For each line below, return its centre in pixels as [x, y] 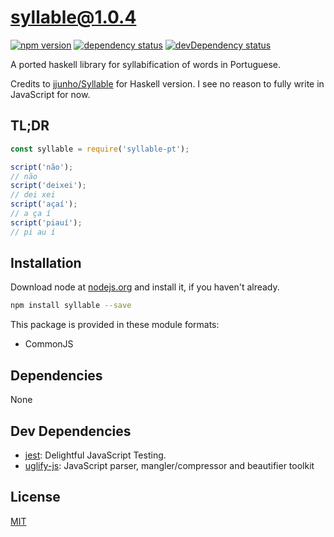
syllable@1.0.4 [73, 17]
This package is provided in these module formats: [115, 325]
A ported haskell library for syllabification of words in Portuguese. [146, 64]
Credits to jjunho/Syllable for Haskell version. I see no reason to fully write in [167, 83]
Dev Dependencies [71, 431]
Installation [46, 263]
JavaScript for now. [50, 94]
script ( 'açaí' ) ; [44, 204]
